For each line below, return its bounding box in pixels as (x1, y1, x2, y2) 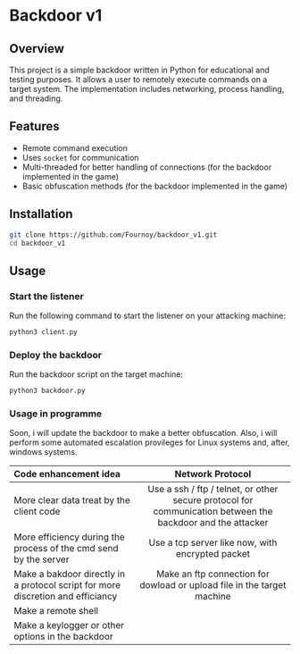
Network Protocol (174, 468, 252, 481)
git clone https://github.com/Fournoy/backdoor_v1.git (9, 230, 218, 239)
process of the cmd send (13, 542, 119, 555)
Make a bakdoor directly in (13, 568, 126, 581)
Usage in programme (9, 407, 103, 420)
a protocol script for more (13, 579, 121, 591)
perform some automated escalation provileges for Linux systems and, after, (9, 437, 290, 448)
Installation (9, 206, 73, 222)
